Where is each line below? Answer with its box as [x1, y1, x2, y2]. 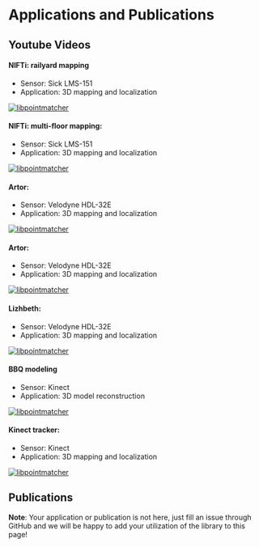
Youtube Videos [8, 38, 91, 52]
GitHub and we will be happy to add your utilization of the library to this [8, 520, 245, 531]
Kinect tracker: [8, 425, 61, 435]
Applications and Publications [8, 6, 214, 24]
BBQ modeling [8, 364, 58, 374]
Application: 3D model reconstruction [19, 391, 146, 401]
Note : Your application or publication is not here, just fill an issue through [8, 512, 253, 522]
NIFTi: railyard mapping [8, 61, 90, 70]
